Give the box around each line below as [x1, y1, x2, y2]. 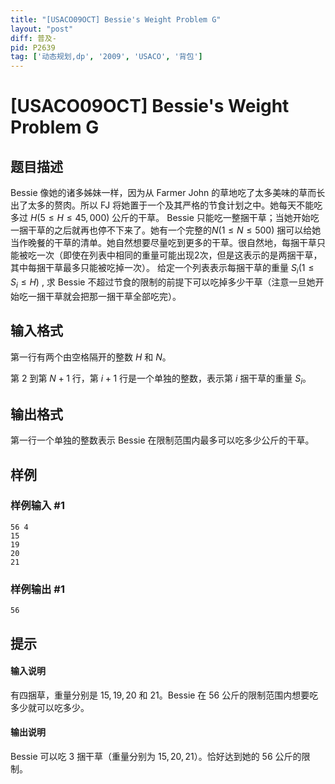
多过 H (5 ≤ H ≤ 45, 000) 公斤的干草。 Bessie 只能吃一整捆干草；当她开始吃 [10, 212, 320, 224]
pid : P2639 [10, 42, 56, 53]
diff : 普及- [10, 33, 57, 43]
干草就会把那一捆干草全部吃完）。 [44, 290, 182, 302]
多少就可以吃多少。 [10, 701, 90, 713]
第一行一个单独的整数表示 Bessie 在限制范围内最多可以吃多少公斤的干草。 [10, 434, 315, 446]
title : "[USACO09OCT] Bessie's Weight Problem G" [10, 14, 222, 25]
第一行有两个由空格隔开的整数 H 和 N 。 [10, 351, 172, 363]
